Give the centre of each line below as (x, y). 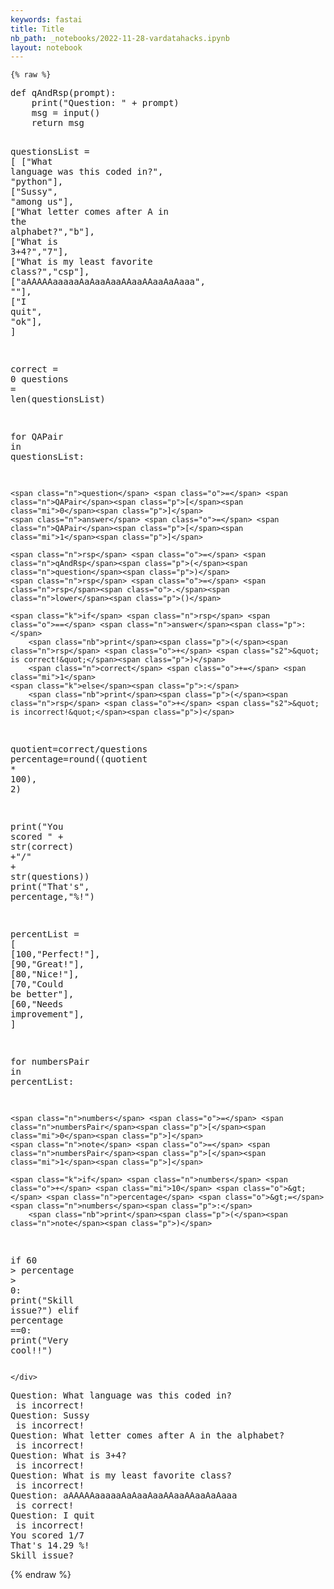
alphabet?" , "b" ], (52, 232)
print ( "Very (39, 1340)
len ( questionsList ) (58, 399)
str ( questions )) (50, 877)
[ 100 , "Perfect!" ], (55, 954)
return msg (58, 123)
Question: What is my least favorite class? (121, 1475)
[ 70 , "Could (37, 984)
